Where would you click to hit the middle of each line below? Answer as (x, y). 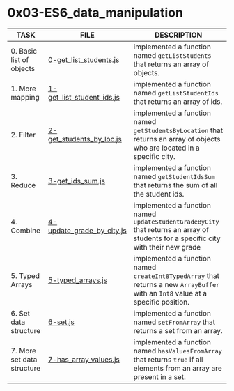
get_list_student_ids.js (84, 97)
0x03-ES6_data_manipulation (95, 13)
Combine (25, 230)
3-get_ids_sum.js (77, 181)
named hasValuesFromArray (178, 351)
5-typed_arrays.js (78, 280)
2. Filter (23, 135)
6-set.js (61, 322)
